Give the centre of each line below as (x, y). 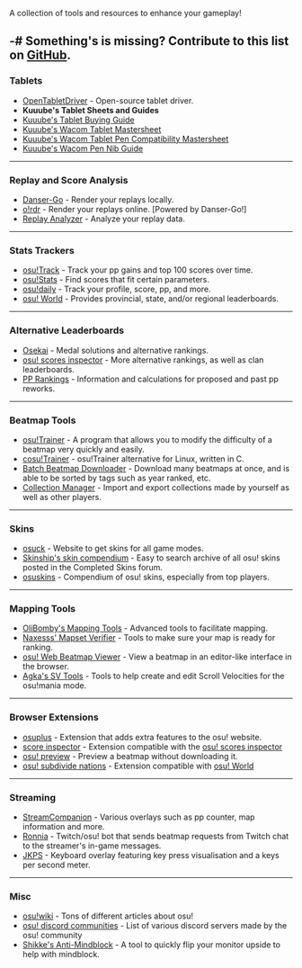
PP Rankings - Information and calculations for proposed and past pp (150, 379)
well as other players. (62, 497)
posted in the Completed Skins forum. (93, 568)
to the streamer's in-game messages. (92, 846)
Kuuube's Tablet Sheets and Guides (90, 110)
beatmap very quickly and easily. (84, 449)
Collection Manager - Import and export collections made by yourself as (156, 487)
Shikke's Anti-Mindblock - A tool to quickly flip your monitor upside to (151, 945)
